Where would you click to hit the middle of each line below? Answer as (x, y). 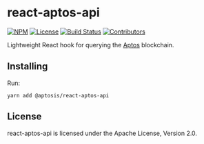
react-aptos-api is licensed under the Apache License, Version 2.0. (102, 133)
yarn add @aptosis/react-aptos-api (58, 95)
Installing (28, 67)
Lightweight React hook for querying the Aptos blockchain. (91, 45)
